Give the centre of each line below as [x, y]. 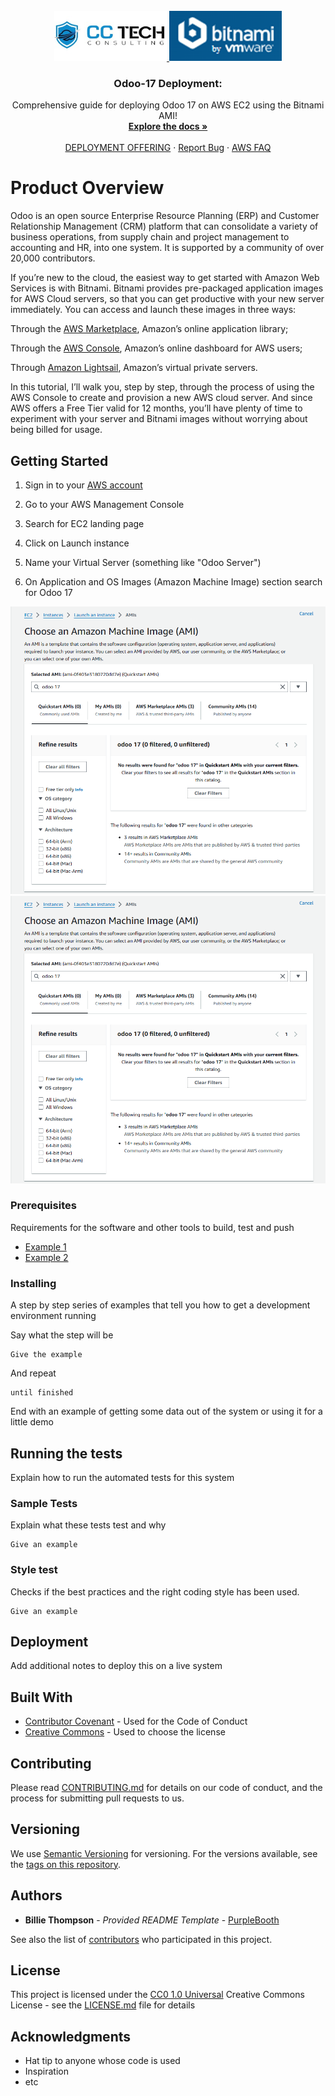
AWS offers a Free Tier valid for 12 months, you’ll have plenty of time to [156, 408]
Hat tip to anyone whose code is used [102, 2061]
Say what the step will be [62, 1335]
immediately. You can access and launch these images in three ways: [153, 310]
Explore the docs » [168, 126]
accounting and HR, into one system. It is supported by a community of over [167, 248]
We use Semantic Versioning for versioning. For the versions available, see [164, 1853]
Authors [36, 1895]
